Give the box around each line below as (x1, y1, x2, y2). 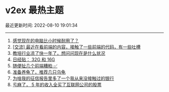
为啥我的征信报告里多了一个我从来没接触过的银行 (12, 75, 114, 81)
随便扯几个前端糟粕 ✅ (12, 62, 58, 68)
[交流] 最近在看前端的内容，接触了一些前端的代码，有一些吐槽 (12, 44, 141, 50)
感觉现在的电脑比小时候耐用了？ (12, 37, 79, 43)
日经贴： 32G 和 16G (12, 56, 55, 62)
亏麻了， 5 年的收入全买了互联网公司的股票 (12, 81, 102, 87)
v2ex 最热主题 (5, 5, 64, 16)
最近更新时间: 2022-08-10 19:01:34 (5, 22, 78, 28)
